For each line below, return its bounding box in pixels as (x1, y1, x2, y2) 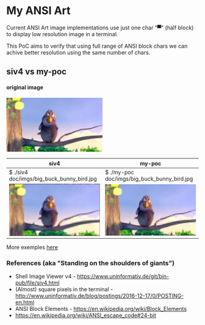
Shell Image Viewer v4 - (15, 273, 76, 280)
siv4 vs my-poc (6, 67, 67, 77)
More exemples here (6, 244, 58, 251)
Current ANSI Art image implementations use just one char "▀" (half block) (6, 24, 194, 31)
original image (6, 83, 44, 91)
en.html (15, 299, 35, 306)
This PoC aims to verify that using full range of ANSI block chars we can (6, 42, 188, 50)
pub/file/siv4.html (15, 279, 60, 286)
